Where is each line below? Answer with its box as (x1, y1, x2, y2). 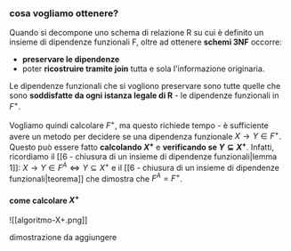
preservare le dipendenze (21, 54, 120, 65)
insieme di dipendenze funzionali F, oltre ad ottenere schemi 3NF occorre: (9, 36, 282, 47)
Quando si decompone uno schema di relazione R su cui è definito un (9, 28, 264, 38)
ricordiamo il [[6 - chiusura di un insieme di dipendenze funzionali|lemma (9, 150, 278, 162)
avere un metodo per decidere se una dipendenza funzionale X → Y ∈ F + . (9, 129, 282, 142)
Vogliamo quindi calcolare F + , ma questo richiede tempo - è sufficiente (9, 118, 269, 131)
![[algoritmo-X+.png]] (9, 215, 88, 225)
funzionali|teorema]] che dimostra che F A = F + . (9, 172, 182, 184)
